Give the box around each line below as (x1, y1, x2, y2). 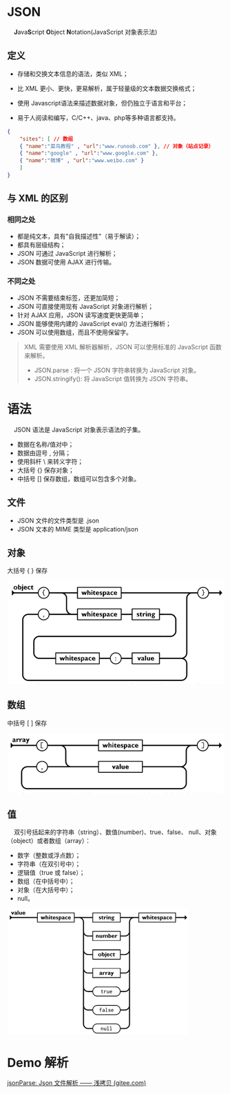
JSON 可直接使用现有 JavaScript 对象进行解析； (17, 302, 154, 310)
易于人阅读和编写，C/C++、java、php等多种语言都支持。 (17, 113, 180, 121)
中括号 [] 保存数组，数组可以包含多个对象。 (17, 474, 140, 483)
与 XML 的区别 (7, 192, 68, 204)
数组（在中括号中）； (17, 877, 75, 886)
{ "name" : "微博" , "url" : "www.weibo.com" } (19, 157, 145, 164)
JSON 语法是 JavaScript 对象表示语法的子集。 (13, 425, 145, 434)
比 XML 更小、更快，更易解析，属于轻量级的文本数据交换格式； (17, 84, 197, 92)
